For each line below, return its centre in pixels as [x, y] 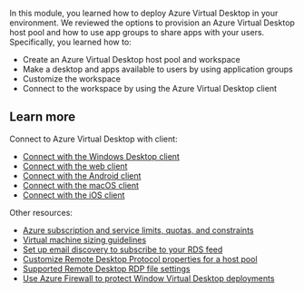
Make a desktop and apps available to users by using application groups [157, 69]
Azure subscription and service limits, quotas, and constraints [138, 230]
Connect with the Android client [82, 175]
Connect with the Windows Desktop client [101, 156]
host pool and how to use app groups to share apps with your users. [137, 32]
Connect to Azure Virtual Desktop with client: [94, 139]
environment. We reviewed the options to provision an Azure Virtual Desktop [152, 23]
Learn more [43, 117]
